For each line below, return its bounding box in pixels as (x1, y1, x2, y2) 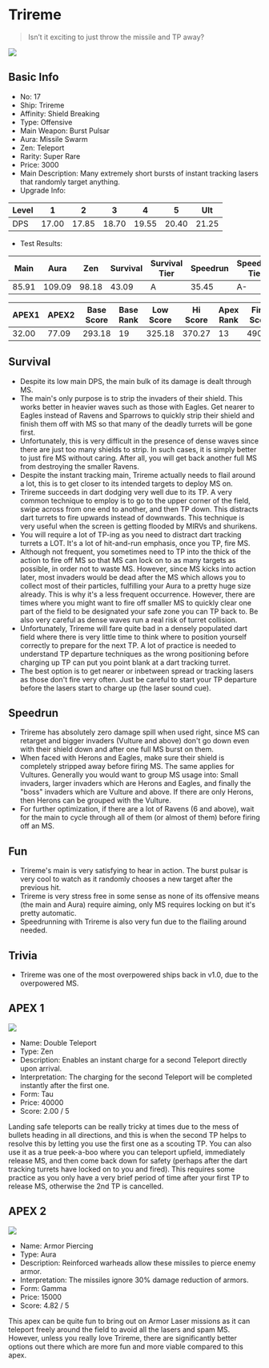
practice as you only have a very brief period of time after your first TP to (8, 1172, 250, 1182)
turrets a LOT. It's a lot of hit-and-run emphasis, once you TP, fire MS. (19, 538, 251, 548)
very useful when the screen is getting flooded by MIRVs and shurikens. (19, 521, 258, 531)
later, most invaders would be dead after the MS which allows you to (19, 572, 246, 582)
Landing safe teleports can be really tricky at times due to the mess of (8, 1121, 239, 1131)
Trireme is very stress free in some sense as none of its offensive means (19, 892, 260, 901)
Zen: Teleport (19, 143, 65, 152)
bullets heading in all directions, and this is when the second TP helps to (8, 1130, 247, 1139)
